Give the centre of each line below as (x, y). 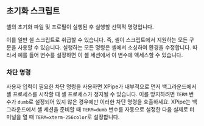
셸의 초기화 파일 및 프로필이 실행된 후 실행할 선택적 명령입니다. (80, 27)
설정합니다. (107, 117)
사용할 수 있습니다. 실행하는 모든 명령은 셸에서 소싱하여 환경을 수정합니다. (104, 47)
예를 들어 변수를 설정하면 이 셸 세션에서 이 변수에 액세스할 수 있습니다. (100, 55)
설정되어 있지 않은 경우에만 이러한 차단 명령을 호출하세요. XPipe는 (113, 102)
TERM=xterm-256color (62, 117)
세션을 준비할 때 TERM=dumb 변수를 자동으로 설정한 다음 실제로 (116, 110)
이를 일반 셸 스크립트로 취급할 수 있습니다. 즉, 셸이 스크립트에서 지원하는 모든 (97, 40)
